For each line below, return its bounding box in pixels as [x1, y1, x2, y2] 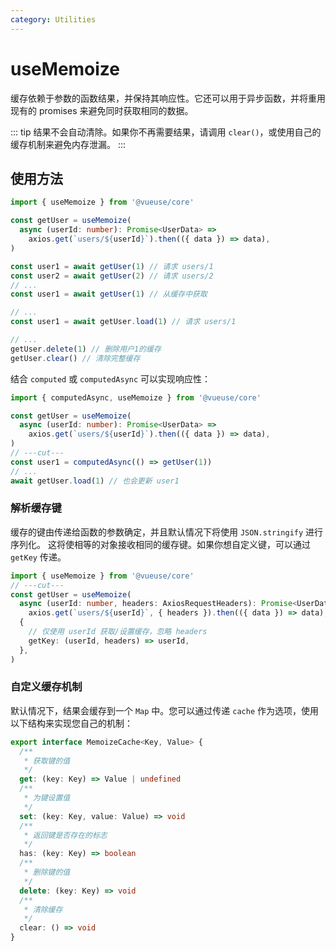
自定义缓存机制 [10, 680, 83, 694]
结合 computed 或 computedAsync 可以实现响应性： [10, 372, 212, 385]
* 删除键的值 [23, 867, 71, 878]
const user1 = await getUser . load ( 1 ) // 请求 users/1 [10, 317, 237, 327]
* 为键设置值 [23, 793, 71, 803]
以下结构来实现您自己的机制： [10, 717, 133, 729]
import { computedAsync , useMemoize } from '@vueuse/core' [10, 392, 262, 403]
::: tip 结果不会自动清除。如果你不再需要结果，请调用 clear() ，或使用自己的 [10, 126, 322, 138]
